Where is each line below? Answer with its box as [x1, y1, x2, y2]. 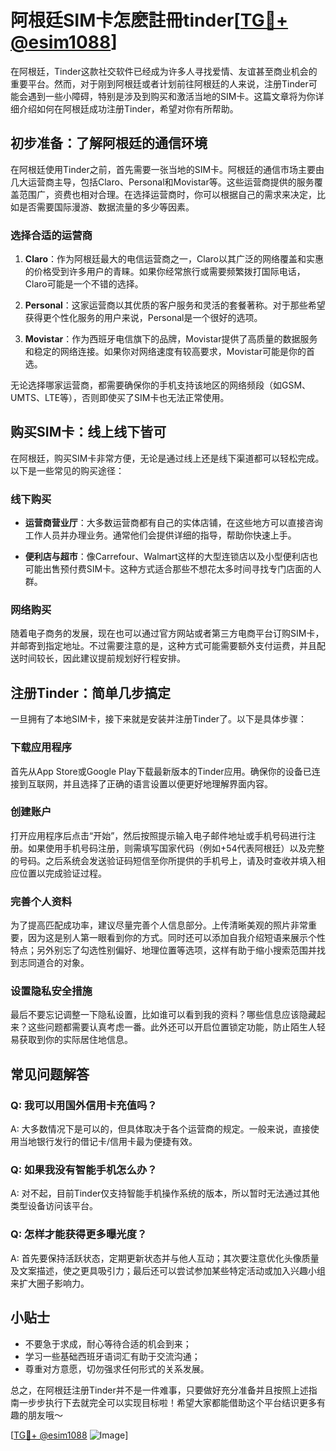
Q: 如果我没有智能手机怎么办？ [10, 1163, 158, 1177]
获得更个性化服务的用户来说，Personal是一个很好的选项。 [24, 312, 263, 324]
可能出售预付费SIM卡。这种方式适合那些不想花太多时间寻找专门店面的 [24, 563, 313, 575]
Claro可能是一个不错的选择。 [24, 278, 144, 290]
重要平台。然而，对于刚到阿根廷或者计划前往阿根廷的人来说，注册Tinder [10, 77, 309, 90]
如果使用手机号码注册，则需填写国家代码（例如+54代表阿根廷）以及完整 [27, 842, 325, 854]
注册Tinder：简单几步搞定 [10, 684, 172, 701]
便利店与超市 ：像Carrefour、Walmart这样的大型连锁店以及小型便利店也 [24, 551, 318, 563]
